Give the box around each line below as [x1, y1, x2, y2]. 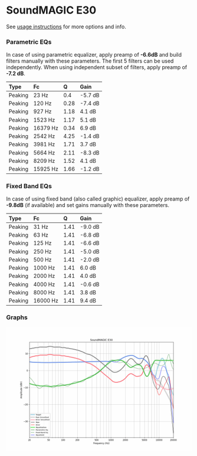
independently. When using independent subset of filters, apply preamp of [6, 64, 188, 71]
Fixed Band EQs [6, 182, 52, 190]
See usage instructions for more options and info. [6, 23, 127, 30]
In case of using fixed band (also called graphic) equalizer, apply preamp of [6, 195, 190, 202]
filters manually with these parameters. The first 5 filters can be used [6, 57, 174, 65]
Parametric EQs [6, 38, 52, 46]
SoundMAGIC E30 [6, 4, 97, 17]
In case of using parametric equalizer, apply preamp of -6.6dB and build [6, 51, 182, 58]
